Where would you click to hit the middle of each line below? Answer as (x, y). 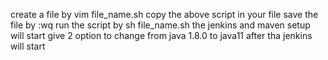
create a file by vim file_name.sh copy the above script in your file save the (164, 14)
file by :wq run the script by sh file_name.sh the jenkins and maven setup (160, 25)
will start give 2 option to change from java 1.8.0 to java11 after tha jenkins (161, 35)
